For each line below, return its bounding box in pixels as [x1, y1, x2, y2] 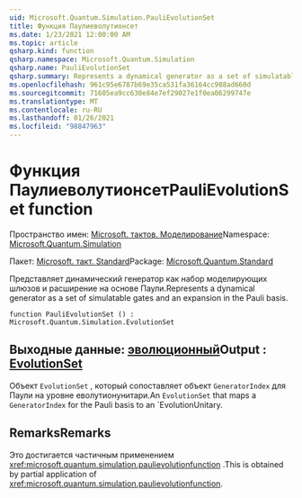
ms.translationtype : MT [9, 96, 99, 106]
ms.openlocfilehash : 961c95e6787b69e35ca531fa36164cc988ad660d [9, 80, 252, 89]
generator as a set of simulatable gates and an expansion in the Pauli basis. [9, 292, 289, 303]
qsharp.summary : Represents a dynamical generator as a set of [9, 72, 252, 81]
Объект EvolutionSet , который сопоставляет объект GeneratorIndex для [9, 380, 286, 391]
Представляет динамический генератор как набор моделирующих [9, 273, 268, 284]
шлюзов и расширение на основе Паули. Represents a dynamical [9, 283, 256, 294]
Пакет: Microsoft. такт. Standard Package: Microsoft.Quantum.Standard [9, 256, 274, 267]
